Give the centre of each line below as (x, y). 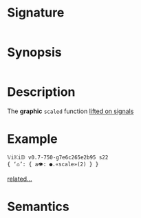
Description (41, 92)
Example (32, 139)
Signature (36, 13)
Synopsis (34, 52)
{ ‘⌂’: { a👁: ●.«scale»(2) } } (53, 164)
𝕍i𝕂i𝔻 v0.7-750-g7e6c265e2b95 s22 (58, 157)
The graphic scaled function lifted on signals (70, 111)
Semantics (39, 207)
